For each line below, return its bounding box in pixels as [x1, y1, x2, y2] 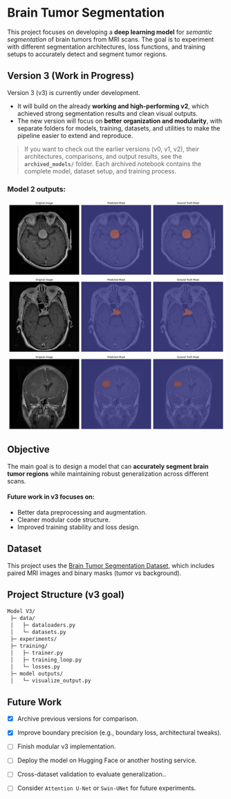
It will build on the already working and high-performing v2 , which [17, 102, 209, 110]
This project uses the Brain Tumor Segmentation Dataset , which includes [7, 561, 215, 569]
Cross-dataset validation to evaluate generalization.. [17, 770, 166, 778]
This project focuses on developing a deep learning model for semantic [7, 28, 213, 36]
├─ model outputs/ [10, 671, 64, 678]
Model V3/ [7, 608, 36, 615]
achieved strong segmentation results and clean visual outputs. [17, 109, 198, 117]
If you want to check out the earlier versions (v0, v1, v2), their [24, 144, 199, 153]
